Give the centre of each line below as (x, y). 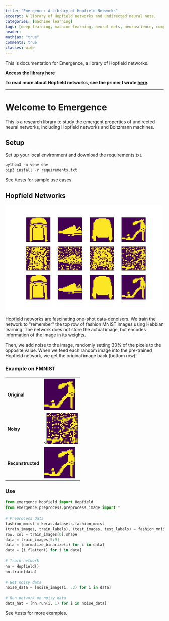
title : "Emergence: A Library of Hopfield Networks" (62, 11)
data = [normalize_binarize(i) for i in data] (55, 545)
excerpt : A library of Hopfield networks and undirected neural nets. (81, 16)
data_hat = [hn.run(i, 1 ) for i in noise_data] (56, 604)
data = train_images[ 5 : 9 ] (32, 540)
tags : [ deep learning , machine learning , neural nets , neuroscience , (80, 27)
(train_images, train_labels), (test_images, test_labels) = (71, 529)
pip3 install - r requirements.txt (41, 170)
